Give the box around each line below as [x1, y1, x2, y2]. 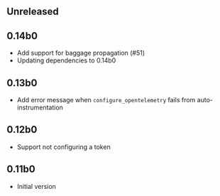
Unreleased [6, 6, 60, 18]
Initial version [16, 182, 56, 190]
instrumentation [16, 103, 63, 112]
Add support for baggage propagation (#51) [16, 49, 145, 58]
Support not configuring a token [16, 142, 111, 151]
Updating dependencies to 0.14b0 [16, 56, 116, 65]
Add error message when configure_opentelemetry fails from [16, 96, 196, 104]
